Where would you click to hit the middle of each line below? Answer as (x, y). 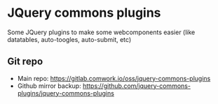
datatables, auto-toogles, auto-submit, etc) (69, 39)
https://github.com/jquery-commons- (137, 86)
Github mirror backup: (49, 86)
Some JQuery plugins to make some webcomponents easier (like (101, 32)
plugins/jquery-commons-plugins (66, 93)
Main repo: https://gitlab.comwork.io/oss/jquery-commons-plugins (114, 78)
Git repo (25, 62)
